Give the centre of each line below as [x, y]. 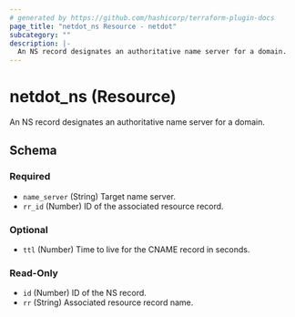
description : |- [40, 43]
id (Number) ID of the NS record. [85, 293]
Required [30, 177]
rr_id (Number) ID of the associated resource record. [123, 206]
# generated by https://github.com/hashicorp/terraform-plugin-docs [142, 18]
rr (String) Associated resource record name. [108, 302]
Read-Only [34, 272]
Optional [29, 230]
